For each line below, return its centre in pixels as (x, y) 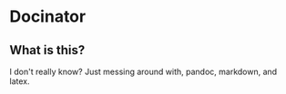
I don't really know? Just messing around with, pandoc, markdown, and (143, 71)
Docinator (48, 17)
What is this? (47, 50)
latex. (20, 81)
